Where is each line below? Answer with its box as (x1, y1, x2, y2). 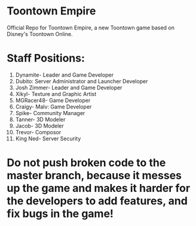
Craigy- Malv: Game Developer (15, 103, 92, 110)
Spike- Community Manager (15, 109, 85, 116)
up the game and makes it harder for (7, 182, 191, 195)
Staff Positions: (7, 52, 85, 65)
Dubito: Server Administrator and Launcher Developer (15, 77, 148, 85)
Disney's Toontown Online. (7, 30, 73, 37)
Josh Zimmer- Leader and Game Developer (15, 84, 122, 91)
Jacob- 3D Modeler (15, 122, 65, 129)
